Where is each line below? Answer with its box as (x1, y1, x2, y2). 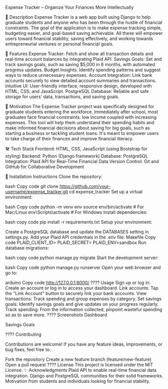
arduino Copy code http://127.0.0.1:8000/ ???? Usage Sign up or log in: (5, 280, 151, 285)
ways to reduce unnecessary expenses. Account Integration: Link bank (5, 72, 152, 78)
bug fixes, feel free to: (5, 347, 51, 353)
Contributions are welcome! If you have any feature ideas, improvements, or (5, 341, 162, 347)
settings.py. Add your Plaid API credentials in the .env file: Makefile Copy (5, 234, 156, 240)
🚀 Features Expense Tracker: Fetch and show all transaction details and (5, 51, 153, 57)
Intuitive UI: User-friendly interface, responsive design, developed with (5, 83, 152, 89)
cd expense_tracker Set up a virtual (69, 189, 143, 194)
